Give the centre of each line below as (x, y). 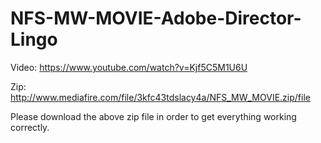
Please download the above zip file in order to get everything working (153, 116)
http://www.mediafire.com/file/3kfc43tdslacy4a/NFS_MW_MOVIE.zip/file (160, 97)
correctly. (30, 127)
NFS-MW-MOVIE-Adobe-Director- (156, 18)
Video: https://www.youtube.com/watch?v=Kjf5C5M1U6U (129, 67)
